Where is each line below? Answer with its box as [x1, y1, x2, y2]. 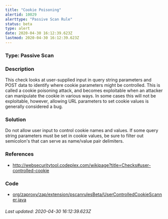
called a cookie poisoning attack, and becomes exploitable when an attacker [5, 87, 163, 93]
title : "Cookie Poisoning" [5, 7, 61, 13]
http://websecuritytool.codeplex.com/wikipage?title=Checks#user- [12, 162, 151, 168]
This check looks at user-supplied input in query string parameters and [5, 77, 151, 83]
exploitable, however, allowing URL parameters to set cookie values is [5, 98, 149, 104]
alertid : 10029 [5, 12, 37, 17]
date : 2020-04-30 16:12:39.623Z [5, 31, 72, 36]
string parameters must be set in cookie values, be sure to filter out [5, 133, 143, 139]
